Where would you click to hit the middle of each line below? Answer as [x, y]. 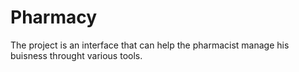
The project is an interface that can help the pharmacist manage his [150, 45]
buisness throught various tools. [76, 55]
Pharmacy [54, 17]
